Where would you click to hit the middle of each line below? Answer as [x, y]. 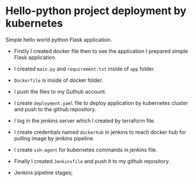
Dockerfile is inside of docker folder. [59, 80]
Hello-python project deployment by [96, 11]
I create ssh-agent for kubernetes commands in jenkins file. [86, 150]
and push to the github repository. [55, 109]
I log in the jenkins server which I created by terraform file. [85, 120]
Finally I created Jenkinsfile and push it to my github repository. [92, 161]
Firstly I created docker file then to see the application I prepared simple [101, 51]
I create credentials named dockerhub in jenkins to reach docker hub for [100, 132]
